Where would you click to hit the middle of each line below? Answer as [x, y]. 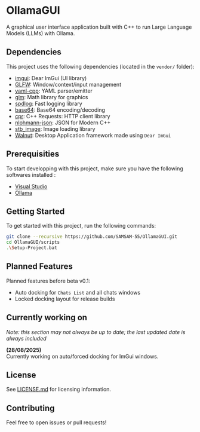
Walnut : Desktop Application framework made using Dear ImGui [93, 135]
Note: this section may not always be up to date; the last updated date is [96, 332]
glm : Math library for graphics [51, 97]
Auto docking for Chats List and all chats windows [78, 292]
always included [26, 338]
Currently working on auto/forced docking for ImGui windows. [82, 356]
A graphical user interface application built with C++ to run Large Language [99, 27]
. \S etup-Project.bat [32, 248]
